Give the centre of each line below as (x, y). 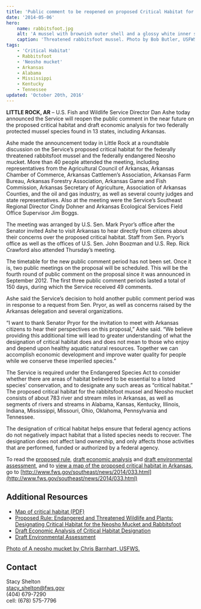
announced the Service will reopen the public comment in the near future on (100, 118)
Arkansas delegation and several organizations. (65, 311)
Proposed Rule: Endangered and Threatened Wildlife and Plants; (94, 517)
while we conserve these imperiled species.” (61, 361)
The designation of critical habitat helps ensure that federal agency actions (99, 428)
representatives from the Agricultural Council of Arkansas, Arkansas (90, 168)
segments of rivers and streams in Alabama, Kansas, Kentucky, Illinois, (93, 404)
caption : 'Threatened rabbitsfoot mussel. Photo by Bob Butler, (99, 39)
